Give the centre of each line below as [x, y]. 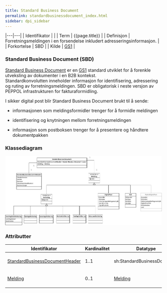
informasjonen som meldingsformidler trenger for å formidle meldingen [85, 110]
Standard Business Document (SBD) [50, 59]
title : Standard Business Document [42, 10]
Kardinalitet [97, 248]
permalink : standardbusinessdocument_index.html [56, 16]
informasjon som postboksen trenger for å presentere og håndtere [80, 130]
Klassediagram [24, 148]
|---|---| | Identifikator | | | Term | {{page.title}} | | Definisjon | [68, 36]
